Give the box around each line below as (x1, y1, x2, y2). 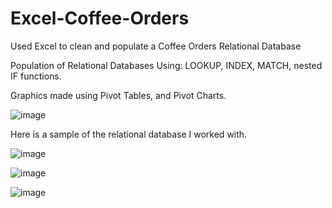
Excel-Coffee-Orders (10, 7, 190, 30)
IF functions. (10, 70, 62, 82)
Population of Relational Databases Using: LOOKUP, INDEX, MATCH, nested (10, 59, 323, 71)
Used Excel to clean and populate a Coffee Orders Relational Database (10, 40, 302, 52)
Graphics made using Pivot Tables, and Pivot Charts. (10, 89, 227, 101)
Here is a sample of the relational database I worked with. (10, 128, 248, 140)
